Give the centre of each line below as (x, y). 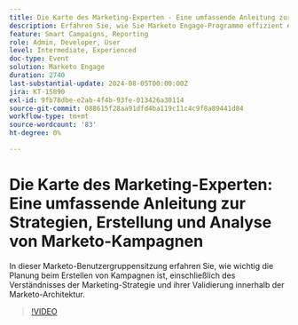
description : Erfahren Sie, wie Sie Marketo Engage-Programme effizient (146, 26)
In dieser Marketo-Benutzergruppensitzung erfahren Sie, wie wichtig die (141, 266)
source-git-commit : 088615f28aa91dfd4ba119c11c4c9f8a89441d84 (126, 108)
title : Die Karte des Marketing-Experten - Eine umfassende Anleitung (142, 17)
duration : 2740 (37, 75)
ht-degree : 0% (35, 133)
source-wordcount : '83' (53, 125)
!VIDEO (44, 311)
